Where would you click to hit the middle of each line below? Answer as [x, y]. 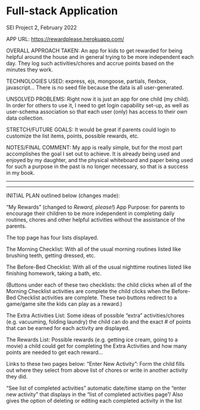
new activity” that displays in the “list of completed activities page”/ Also [95, 394]
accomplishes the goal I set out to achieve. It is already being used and [93, 154]
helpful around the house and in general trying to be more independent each [100, 57]
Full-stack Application [62, 11]
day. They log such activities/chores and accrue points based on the [90, 63]
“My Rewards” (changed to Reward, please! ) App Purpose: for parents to [96, 207]
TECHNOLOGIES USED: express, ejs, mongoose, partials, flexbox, [87, 81]
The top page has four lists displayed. [52, 237]
